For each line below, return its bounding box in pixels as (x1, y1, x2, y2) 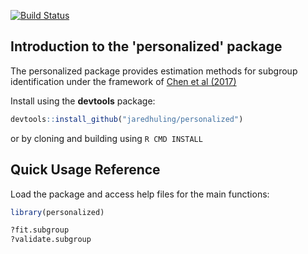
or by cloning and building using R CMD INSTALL (10, 132, 203, 144)
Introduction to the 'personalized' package (10, 38, 283, 55)
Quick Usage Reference (10, 161, 161, 179)
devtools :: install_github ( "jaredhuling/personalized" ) (10, 114, 244, 124)
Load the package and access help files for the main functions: (10, 188, 270, 200)
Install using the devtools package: (10, 95, 156, 107)
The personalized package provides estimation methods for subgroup (10, 65, 298, 77)
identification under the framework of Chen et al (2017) (10, 75, 237, 87)
